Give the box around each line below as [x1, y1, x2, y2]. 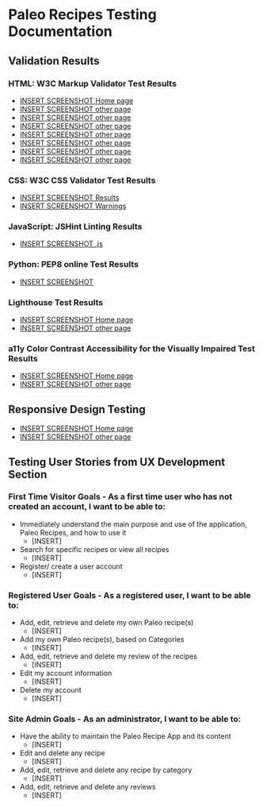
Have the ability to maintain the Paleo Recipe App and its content [19, 732, 231, 741]
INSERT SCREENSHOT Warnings [19, 201, 127, 211]
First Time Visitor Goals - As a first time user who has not [8, 491, 232, 502]
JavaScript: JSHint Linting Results [8, 221, 143, 232]
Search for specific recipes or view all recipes [19, 544, 170, 554]
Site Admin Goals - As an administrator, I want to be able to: [8, 713, 242, 724]
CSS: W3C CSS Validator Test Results [8, 175, 156, 186]
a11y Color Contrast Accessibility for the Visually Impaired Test [8, 343, 256, 354]
